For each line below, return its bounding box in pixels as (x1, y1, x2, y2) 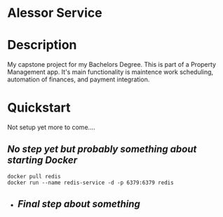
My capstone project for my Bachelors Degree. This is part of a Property (7, 60, 216, 69)
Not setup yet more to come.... (7, 123, 96, 131)
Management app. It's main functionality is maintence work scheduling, (7, 68, 214, 77)
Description (7, 37, 77, 53)
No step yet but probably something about (7, 143, 197, 155)
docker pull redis (7, 173, 61, 180)
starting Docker (7, 154, 78, 166)
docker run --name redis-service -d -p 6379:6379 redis (7, 179, 174, 186)
